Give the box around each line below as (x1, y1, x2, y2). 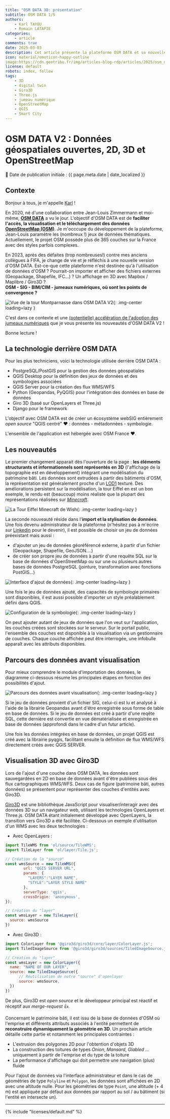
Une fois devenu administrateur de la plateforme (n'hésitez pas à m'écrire (5, 521, 159, 528)
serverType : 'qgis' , (23, 890, 67, 895)
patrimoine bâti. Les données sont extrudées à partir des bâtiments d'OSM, (5, 475, 162, 481)
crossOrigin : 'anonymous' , (23, 894, 80, 899)
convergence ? (5, 289, 37, 295)
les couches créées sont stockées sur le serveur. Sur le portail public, (5, 625, 150, 631)
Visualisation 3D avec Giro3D (5, 756, 100, 765)
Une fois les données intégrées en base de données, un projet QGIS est (5, 731, 155, 737)
